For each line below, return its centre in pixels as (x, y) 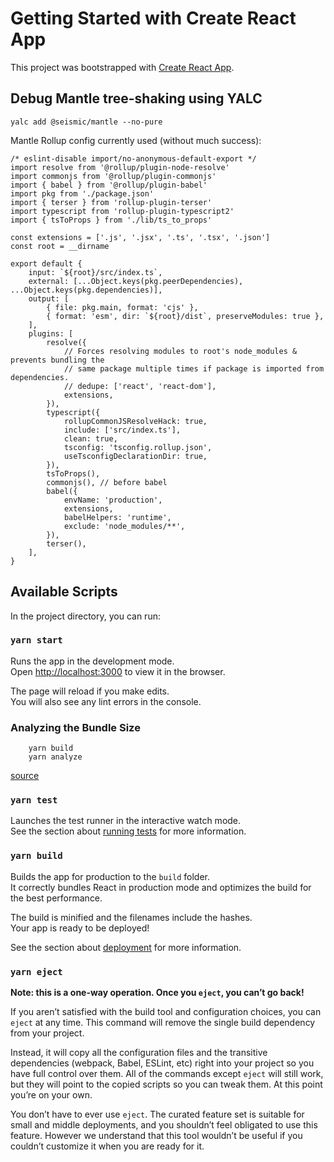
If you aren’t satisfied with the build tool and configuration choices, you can (166, 1012)
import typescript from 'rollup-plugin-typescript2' (122, 211)
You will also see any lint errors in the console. (106, 701)
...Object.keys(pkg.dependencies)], (86, 290)
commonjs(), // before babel (107, 482)
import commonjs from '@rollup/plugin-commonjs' (113, 176)
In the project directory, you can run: (85, 616)
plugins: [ (51, 333)
